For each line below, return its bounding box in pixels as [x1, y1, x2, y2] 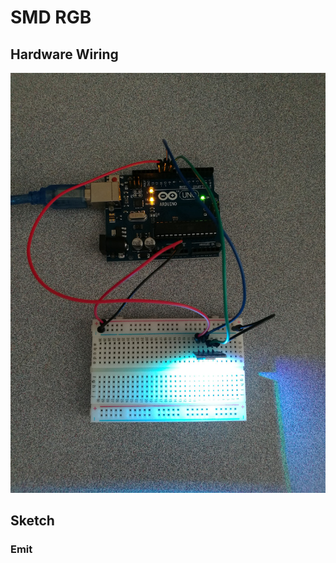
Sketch [10, 512, 55, 530]
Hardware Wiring [10, 46, 119, 63]
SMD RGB [10, 6, 92, 29]
